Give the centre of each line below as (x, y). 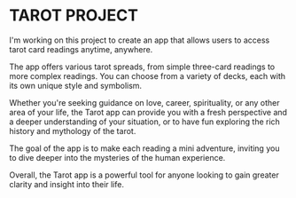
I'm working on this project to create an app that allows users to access (140, 40)
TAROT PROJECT (74, 16)
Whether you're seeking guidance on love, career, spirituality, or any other (145, 102)
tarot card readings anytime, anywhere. (81, 49)
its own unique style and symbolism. (76, 85)
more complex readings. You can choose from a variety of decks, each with (148, 75)
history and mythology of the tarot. (73, 131)
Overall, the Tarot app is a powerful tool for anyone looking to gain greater (144, 175)
